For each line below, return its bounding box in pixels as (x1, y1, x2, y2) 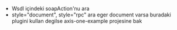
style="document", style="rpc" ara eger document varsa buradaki (11, 11, 171, 18)
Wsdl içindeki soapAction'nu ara (11, 5, 90, 12)
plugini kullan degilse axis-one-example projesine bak (11, 18, 142, 24)
